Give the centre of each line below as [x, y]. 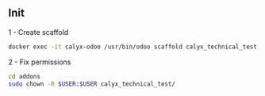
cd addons [25, 76]
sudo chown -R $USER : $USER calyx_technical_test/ [92, 84]
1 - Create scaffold [38, 32]
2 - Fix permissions [40, 62]
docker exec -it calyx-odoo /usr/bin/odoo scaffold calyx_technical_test [133, 47]
